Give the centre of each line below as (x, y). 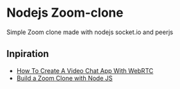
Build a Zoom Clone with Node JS (64, 78)
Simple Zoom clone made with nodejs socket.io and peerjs (90, 32)
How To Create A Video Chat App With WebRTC (85, 70)
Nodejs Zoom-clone (65, 13)
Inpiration (28, 54)
